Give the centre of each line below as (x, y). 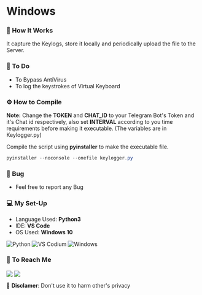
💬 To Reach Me (29, 260)
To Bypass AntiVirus (41, 79)
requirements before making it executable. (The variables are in (87, 128)
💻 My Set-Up (27, 204)
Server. (15, 50)
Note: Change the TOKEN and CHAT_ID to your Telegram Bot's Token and (100, 115)
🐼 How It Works (30, 31)
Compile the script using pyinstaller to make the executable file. (87, 147)
